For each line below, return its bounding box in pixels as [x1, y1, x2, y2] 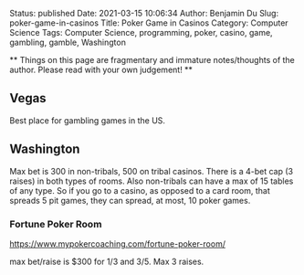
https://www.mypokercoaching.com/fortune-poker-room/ [9, 238, 226, 249]
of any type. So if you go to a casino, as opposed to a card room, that [9, 185, 271, 196]
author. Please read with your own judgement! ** [9, 64, 194, 75]
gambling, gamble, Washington [9, 37, 126, 48]
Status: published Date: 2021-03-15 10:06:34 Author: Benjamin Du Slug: [9, 8, 279, 18]
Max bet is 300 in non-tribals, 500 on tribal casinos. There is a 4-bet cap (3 [9, 165, 294, 176]
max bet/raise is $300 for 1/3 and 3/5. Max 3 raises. [9, 256, 204, 267]
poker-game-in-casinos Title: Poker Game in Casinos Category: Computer [9, 17, 289, 28]
